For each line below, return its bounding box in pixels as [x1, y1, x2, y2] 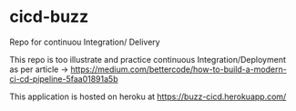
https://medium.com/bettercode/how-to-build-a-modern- [70, 64, 287, 75]
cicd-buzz [9, 6, 89, 27]
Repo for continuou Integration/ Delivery [9, 36, 161, 47]
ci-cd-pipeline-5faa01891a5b [9, 73, 118, 84]
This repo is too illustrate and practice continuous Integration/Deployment [9, 54, 287, 65]
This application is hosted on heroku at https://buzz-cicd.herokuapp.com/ [9, 91, 287, 102]
